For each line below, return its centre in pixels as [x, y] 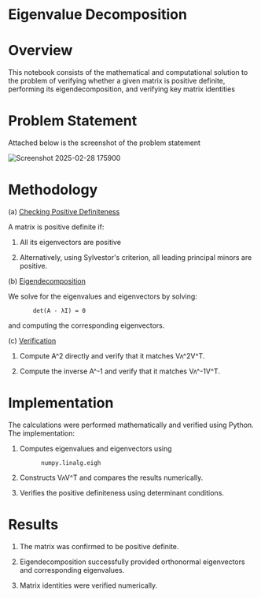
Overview [40, 51]
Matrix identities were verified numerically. [88, 585]
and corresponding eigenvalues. [72, 570]
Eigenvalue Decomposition [97, 15]
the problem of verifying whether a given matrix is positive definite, [117, 81]
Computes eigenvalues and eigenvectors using [96, 448]
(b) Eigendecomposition [47, 281]
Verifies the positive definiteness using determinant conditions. [121, 492]
